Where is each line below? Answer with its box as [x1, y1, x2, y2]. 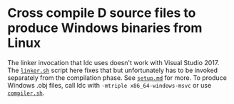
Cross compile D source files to [7, 5, 196, 21]
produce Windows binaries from [7, 20, 203, 36]
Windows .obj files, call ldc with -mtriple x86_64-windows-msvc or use [7, 81, 212, 89]
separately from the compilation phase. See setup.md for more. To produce [7, 73, 227, 82]
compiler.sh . [7, 88, 45, 97]
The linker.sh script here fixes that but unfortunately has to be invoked [7, 66, 218, 74]
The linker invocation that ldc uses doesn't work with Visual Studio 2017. [7, 58, 220, 67]
